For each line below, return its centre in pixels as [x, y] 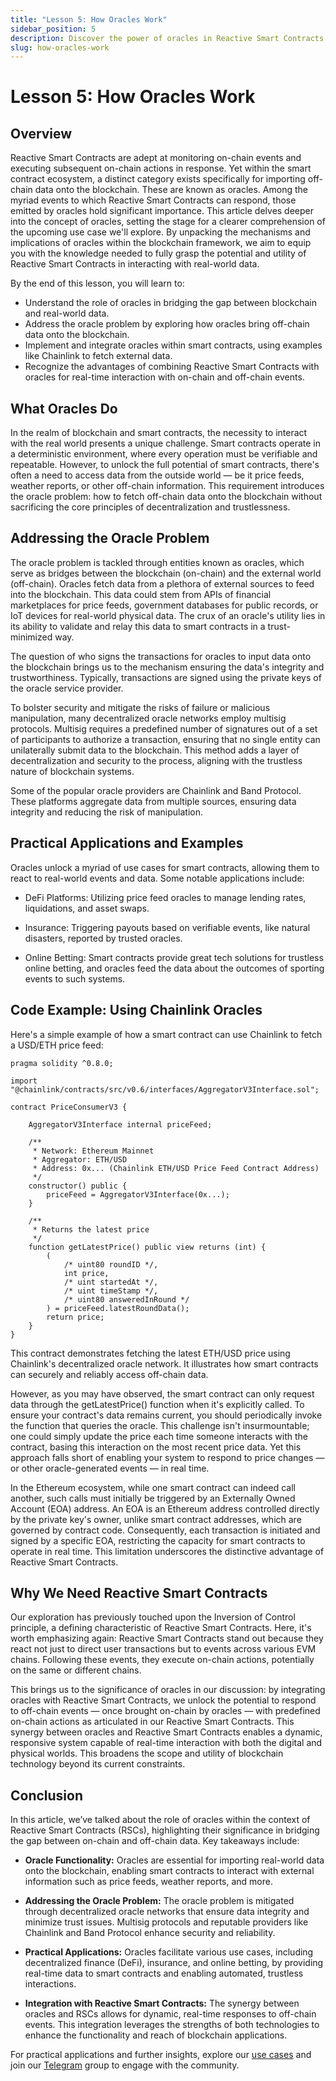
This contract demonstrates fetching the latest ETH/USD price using [150, 1353]
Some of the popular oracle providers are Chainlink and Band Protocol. [156, 790]
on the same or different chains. [76, 1670]
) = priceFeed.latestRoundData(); [118, 1308]
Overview [41, 133]
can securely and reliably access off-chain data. [109, 1374]
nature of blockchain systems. [72, 771]
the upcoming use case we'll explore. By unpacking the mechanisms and [160, 232]
